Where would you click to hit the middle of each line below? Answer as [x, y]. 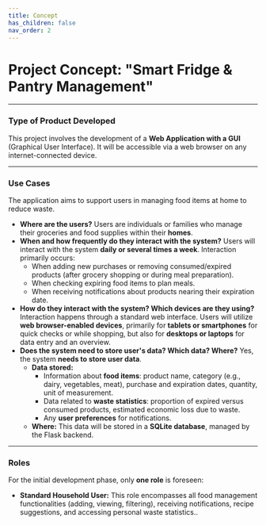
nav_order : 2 [30, 30]
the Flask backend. [63, 435]
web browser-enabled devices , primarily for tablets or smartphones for [139, 325]
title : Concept [33, 15]
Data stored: [52, 367]
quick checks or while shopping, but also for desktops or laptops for [132, 333]
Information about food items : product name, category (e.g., [142, 376]
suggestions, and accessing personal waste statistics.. [108, 512]
